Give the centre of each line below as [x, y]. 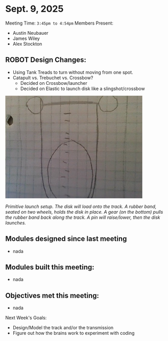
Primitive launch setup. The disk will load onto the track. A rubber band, [81, 206]
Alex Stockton [27, 43]
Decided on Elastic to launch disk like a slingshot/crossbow [82, 88]
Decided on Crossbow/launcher [54, 83]
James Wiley [26, 38]
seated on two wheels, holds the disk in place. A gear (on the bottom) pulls [84, 212]
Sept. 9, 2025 [34, 9]
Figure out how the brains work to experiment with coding [74, 333]
